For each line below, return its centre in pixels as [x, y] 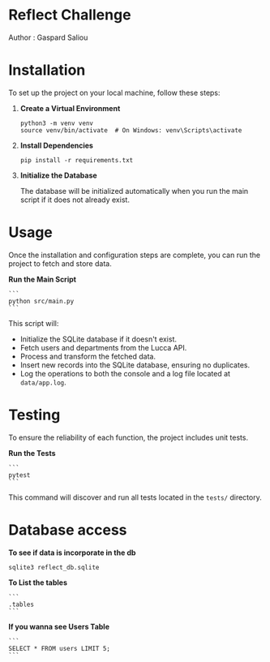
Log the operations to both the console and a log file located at [125, 373]
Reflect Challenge [70, 15]
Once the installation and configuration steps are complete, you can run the [135, 255]
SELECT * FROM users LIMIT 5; [60, 648]
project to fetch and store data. [60, 263]
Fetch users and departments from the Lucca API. [103, 347]
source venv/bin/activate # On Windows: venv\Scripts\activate [131, 130]
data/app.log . [43, 382]
